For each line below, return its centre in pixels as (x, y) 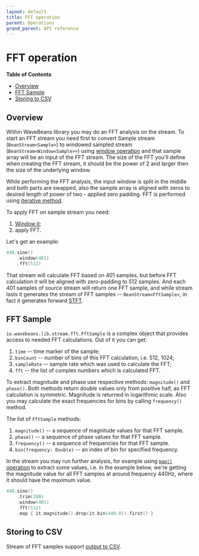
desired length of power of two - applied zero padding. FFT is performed (96, 194)
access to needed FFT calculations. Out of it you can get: (77, 340)
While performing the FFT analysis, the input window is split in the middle (97, 182)
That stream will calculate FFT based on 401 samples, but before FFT (91, 275)
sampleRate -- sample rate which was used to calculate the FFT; (93, 364)
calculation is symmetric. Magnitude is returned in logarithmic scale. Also (96, 395)
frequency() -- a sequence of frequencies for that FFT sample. (92, 443)
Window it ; (28, 224)
